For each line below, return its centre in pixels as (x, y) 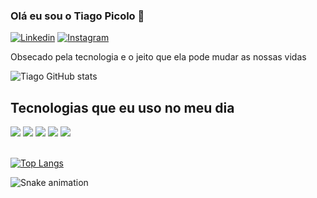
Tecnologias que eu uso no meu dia (122, 107)
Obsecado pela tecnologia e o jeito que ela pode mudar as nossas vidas (158, 57)
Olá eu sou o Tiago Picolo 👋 (77, 16)
